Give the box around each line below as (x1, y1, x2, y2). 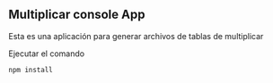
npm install (8, 65, 53, 74)
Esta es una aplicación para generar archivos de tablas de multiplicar (8, 30, 264, 41)
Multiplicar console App (8, 7, 145, 22)
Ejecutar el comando (8, 48, 85, 59)
